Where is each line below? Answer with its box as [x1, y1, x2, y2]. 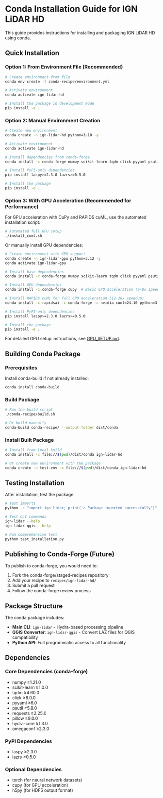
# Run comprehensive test [5, 532, 57, 537]
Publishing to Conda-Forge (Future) [5, 550, 115, 558]
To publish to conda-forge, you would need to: [5, 563, 98, 569]
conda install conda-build [5, 385, 60, 390]
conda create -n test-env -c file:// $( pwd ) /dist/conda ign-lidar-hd [5, 465, 147, 470]
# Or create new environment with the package [5, 461, 101, 465]
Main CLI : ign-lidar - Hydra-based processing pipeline [12, 624, 124, 630]
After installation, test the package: [5, 492, 75, 498]
